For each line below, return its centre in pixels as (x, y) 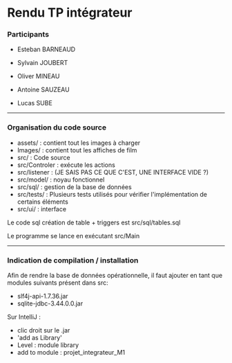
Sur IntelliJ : (24, 317)
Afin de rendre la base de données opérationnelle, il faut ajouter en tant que (115, 276)
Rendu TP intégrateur (70, 13)
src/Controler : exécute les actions (66, 165)
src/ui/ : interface (42, 209)
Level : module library (48, 345)
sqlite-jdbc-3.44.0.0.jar (50, 303)
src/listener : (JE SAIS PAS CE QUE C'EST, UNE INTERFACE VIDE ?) (113, 172)
